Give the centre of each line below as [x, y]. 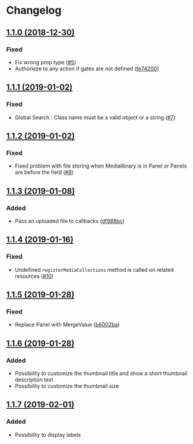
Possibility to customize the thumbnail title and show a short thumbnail [101, 373]
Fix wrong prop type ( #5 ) [45, 62]
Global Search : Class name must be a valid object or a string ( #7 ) [95, 117]
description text [34, 380]
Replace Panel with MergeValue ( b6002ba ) [67, 325]
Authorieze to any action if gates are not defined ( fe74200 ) [87, 69]
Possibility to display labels [48, 434]
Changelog [34, 10]
